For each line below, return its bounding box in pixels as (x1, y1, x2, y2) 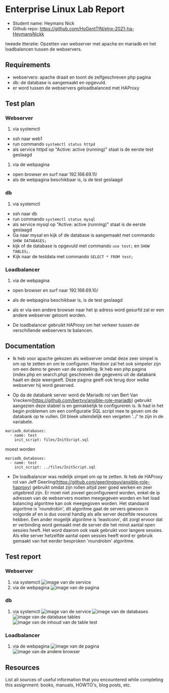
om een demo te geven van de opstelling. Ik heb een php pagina (12, 366, 146, 372)
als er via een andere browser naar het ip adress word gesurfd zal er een (12, 307, 164, 313)
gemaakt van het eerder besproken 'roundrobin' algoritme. (12, 538, 135, 544)
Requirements (5, 61, 50, 69)
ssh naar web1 (12, 136, 43, 142)
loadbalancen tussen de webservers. (5, 46, 82, 52)
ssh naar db (12, 210, 38, 216)
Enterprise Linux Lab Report (5, 4, 125, 15)
